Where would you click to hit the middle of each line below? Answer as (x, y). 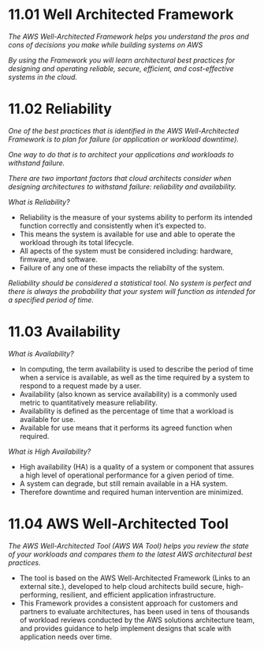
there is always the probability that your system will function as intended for (132, 291)
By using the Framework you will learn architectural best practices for (121, 60)
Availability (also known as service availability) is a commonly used (128, 394)
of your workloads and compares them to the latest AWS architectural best (130, 554)
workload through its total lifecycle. (76, 242)
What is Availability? (41, 353)
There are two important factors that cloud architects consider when (120, 178)
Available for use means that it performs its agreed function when (126, 428)
